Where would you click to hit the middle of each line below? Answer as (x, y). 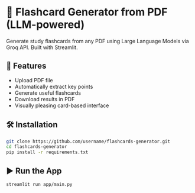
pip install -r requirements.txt (47, 152)
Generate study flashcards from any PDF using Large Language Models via (97, 41)
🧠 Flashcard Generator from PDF (87, 12)
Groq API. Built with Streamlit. (42, 47)
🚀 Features (26, 66)
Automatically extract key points (54, 86)
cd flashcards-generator (37, 147)
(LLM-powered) (45, 25)
